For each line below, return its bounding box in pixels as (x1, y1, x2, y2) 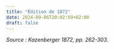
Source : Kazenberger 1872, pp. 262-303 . (6, 36, 109, 44)
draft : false (6, 20, 39, 26)
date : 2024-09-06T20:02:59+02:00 (6, 14, 90, 20)
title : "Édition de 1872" (6, 8, 70, 15)
